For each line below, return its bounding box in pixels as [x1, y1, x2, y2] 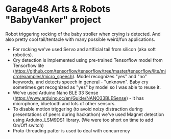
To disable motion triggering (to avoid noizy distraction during [12, 106, 143, 112]
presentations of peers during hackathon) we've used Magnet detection [12, 111, 164, 118]
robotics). [12, 52, 33, 58]
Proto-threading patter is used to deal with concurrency [12, 127, 130, 133]
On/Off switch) [12, 122, 44, 128]
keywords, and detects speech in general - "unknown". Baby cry [12, 79, 149, 85]
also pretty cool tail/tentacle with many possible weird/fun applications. [5, 36, 156, 42]
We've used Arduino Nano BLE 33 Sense [12, 89, 99, 96]
